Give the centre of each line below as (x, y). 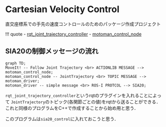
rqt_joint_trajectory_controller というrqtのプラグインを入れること (77, 95)
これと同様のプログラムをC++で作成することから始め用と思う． (72, 108)
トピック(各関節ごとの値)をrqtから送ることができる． (105, 102)
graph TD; (16, 63)
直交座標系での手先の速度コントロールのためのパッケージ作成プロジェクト (83, 24)
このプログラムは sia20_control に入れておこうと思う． (62, 119)
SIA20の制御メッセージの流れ (52, 51)
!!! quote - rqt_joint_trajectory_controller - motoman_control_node (74, 34)
